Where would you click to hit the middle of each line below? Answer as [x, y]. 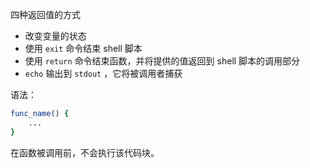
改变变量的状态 [55, 36]
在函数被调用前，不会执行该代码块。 [85, 152]
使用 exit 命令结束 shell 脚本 [83, 48]
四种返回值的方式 [45, 14]
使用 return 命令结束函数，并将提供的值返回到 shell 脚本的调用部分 [162, 61]
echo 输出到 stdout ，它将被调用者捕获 [103, 73]
